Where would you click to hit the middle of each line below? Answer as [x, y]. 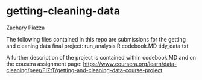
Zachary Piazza [26, 28]
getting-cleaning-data [63, 11]
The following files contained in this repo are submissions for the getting [96, 39]
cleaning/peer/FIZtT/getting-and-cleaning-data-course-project [84, 70]
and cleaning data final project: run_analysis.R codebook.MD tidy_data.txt [97, 46]
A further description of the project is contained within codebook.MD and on [101, 57]
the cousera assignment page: [44, 64]
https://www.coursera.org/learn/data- [130, 64]
